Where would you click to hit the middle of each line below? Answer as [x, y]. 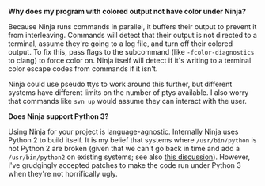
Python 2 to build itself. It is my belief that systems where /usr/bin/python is [132, 140]
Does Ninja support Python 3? [59, 116]
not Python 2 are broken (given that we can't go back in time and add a [124, 148]
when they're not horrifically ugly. [63, 174]
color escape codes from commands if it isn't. [83, 69]
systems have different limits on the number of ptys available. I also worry [129, 93]
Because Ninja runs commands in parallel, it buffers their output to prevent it [132, 27]
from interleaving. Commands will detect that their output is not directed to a [132, 35]
